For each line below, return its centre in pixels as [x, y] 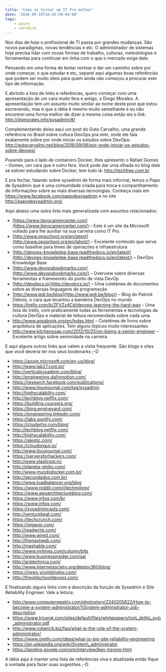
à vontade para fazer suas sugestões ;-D [47, 665]
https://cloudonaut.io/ [34, 446]
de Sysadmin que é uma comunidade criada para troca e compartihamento [82, 186]
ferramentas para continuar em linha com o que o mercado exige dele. [77, 58]
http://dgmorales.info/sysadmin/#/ [40, 120]
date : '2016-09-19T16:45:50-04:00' [42, 14]
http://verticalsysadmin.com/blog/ [47, 372]
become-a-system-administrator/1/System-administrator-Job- [76, 607]
